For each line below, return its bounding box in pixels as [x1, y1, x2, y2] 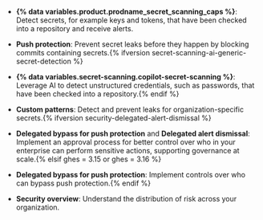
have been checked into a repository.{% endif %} [15, 89, 180, 99]
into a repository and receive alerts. [15, 24, 134, 33]
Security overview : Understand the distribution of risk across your [15, 194, 237, 203]
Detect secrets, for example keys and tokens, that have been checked [15, 15, 247, 25]
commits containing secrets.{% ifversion [15, 48, 151, 57]
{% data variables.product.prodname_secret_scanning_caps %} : [15, 7, 238, 16]
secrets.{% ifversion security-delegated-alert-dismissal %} [15, 113, 212, 123]
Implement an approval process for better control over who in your [15, 137, 237, 147]
